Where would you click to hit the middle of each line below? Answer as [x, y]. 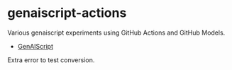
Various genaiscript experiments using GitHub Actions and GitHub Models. [116, 33]
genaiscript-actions [67, 13]
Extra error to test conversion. [51, 60]
